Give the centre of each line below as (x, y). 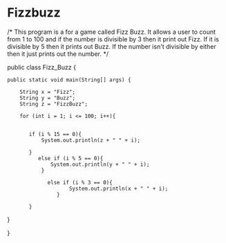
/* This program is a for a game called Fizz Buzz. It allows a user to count (112, 32)
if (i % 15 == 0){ (55, 134)
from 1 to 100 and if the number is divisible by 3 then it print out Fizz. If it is (113, 39)
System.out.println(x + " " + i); (119, 188)
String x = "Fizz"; (48, 92)
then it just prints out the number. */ (58, 54)
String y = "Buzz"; (48, 98)
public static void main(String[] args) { (69, 80)
